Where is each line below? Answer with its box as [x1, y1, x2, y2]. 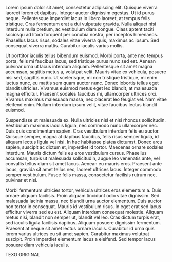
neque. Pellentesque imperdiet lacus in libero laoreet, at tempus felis [5, 15, 150, 21]
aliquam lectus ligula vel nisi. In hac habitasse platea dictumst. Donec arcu [5, 139, 163, 145]
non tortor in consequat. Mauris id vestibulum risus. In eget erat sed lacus [5, 203, 161, 210]
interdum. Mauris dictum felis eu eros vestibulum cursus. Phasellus [5, 150, 147, 156]
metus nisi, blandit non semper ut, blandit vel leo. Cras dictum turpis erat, [5, 214, 160, 220]
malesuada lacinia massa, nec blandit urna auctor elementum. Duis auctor [5, 198, 162, 204]
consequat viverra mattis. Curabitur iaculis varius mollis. [5, 43, 124, 48]
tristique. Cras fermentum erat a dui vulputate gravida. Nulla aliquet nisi [5, 21, 157, 27]
